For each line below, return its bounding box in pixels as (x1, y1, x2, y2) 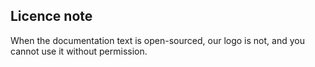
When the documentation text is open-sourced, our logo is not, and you (10, 34, 305, 46)
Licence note (10, 8, 93, 25)
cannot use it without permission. (10, 45, 148, 57)
